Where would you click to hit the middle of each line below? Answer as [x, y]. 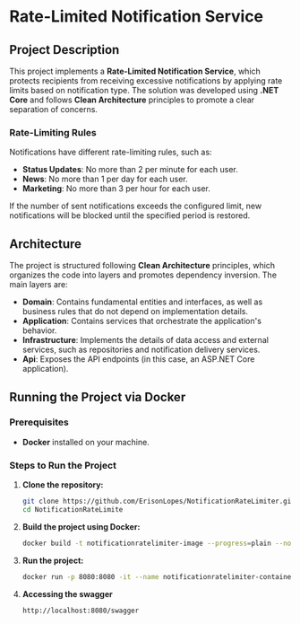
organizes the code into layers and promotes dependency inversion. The [143, 275]
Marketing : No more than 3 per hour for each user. [116, 189]
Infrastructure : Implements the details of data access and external [145, 340]
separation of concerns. [54, 109]
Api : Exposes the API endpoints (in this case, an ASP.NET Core [138, 359]
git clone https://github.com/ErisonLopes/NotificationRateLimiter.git [159, 501]
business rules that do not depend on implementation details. [135, 312]
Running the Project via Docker [98, 397]
